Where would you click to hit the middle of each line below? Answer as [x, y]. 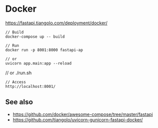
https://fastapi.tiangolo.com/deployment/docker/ [57, 23]
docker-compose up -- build [35, 37]
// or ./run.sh [19, 73]
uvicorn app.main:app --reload [38, 63]
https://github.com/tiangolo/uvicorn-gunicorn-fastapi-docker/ [78, 119]
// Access [16, 82]
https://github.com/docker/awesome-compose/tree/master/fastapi [83, 114]
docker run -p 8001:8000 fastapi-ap [44, 50]
